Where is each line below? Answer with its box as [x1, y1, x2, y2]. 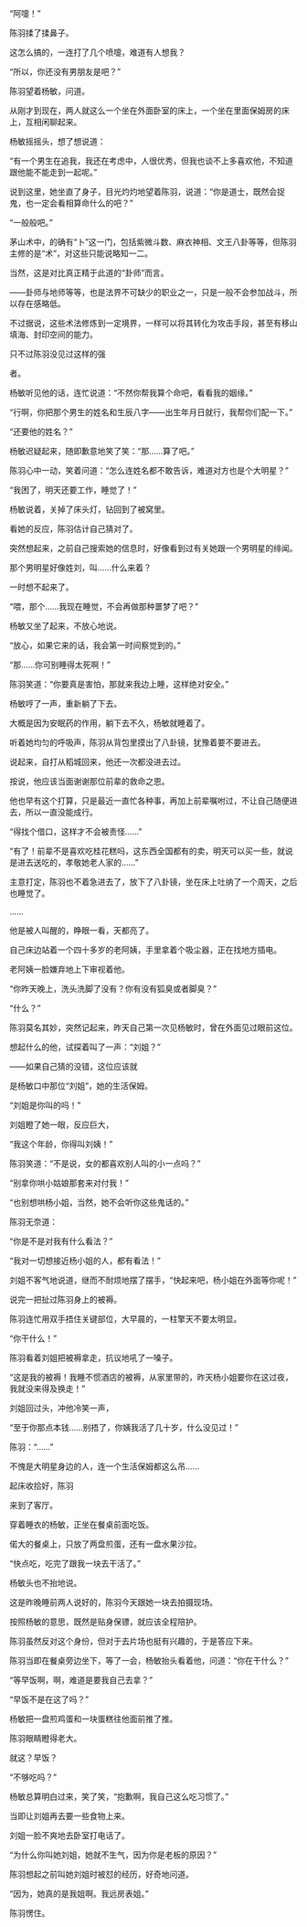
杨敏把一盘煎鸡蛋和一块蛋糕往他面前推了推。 [9, 1713, 178, 1724]
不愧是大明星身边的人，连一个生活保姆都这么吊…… [9, 1461, 200, 1472]
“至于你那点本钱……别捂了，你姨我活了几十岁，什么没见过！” [9, 1422, 239, 1432]
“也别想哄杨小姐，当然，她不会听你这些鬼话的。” [9, 1197, 189, 1208]
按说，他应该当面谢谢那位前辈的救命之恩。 [9, 776, 170, 786]
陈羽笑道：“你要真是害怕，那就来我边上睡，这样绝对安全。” [9, 679, 229, 689]
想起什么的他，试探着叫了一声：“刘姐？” [9, 1041, 162, 1052]
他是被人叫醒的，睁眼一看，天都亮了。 [9, 925, 153, 935]
